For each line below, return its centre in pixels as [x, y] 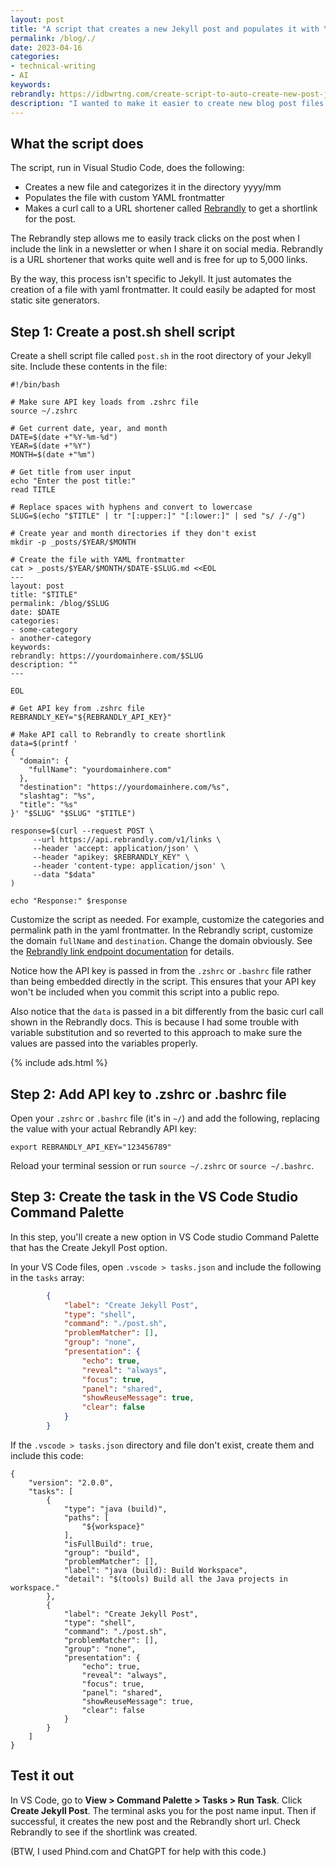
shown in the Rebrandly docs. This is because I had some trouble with [154, 1022]
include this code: [47, 1455]
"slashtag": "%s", [58, 796]
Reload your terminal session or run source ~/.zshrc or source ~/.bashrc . [162, 1165]
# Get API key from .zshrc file [77, 709]
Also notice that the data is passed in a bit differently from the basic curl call [167, 1012]
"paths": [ [86, 1517]
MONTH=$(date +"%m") [53, 455]
